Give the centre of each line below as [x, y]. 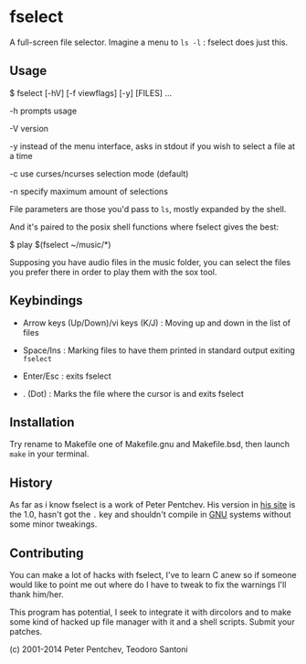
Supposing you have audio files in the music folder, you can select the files [150, 262]
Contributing [47, 553]
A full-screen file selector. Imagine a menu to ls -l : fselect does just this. [149, 42]
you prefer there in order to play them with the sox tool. [113, 272]
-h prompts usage [43, 111]
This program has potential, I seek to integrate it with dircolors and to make [151, 612]
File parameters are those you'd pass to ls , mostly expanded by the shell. [148, 209]
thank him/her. [37, 594]
